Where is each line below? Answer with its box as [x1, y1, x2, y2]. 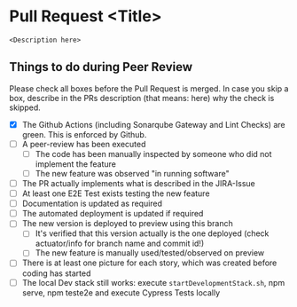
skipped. [9, 102, 42, 113]
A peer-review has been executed [21, 138, 146, 149]
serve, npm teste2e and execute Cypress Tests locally [21, 287, 220, 298]
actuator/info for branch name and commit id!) [35, 238, 205, 249]
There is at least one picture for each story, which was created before [21, 257, 277, 268]
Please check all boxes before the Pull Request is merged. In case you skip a [9, 83, 289, 94]
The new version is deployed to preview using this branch [21, 218, 233, 229]
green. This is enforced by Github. [21, 129, 147, 139]
